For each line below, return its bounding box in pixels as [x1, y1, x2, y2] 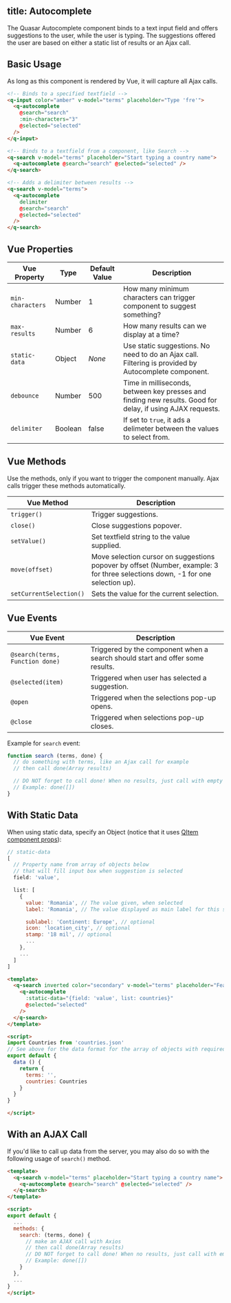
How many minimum [123, 284, 189, 293]
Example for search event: [7, 738, 81, 747]
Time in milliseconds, [123, 378, 191, 387]
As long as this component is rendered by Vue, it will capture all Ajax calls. [7, 77, 218, 85]
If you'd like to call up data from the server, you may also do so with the [7, 1147, 210, 1155]
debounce [10, 391, 39, 400]
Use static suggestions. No [123, 341, 210, 351]
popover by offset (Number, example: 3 [91, 560, 219, 570]
